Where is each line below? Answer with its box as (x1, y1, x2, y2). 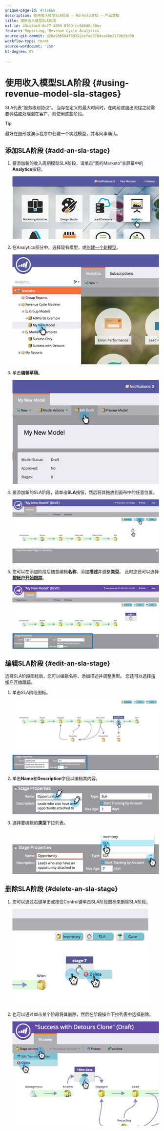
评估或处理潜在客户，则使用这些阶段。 (9, 111, 86, 117)
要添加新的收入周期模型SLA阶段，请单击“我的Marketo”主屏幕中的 (12, 160, 143, 166)
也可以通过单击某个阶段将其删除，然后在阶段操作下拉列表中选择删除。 (12, 1011, 154, 1017)
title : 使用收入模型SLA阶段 (5, 18, 56, 23)
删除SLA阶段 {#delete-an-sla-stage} (5, 885, 118, 893)
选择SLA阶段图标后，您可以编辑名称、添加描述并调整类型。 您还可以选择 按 (5, 673, 156, 679)
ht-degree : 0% (5, 49, 34, 54)
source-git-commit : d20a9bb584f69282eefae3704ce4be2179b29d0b (5, 34, 134, 39)
